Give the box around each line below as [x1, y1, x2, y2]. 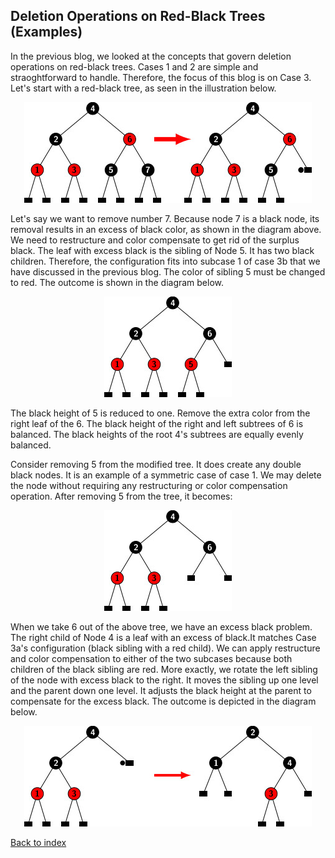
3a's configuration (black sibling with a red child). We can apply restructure [10, 642, 321, 654]
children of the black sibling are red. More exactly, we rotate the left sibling [10, 663, 318, 675]
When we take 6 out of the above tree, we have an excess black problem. [10, 620, 313, 633]
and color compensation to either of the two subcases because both [10, 652, 293, 664]
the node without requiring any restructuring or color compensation [10, 479, 288, 491]
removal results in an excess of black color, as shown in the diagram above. [10, 223, 322, 235]
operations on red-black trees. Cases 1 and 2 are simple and [10, 60, 259, 73]
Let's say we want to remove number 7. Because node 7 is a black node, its [10, 212, 320, 224]
